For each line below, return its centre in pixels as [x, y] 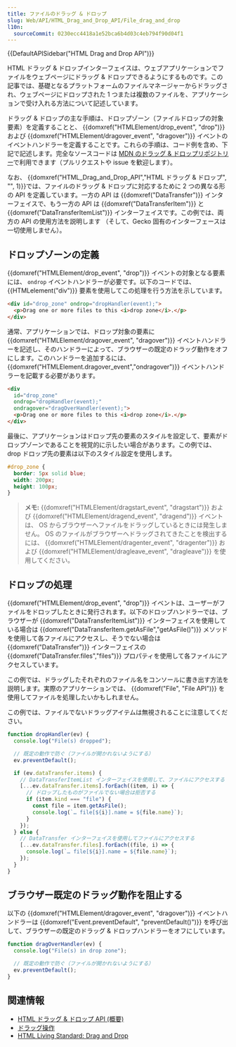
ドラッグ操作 [36, 1027]
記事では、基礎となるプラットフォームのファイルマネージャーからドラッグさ [118, 86]
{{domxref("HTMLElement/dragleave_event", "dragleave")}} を [129, 551]
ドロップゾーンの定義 [53, 255]
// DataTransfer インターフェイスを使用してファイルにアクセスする [107, 839]
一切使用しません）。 [37, 231]
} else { [26, 832]
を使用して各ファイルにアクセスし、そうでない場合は [84, 638]
